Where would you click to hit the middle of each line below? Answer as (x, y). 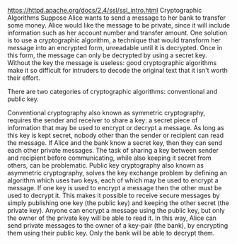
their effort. (24, 78)
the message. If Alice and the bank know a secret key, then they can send (115, 143)
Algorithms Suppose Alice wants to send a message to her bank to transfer (117, 18)
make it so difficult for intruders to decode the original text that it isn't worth (118, 70)
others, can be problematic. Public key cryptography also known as (105, 165)
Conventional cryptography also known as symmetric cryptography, (106, 113)
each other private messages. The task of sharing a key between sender (113, 150)
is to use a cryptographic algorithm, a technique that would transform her (114, 40)
